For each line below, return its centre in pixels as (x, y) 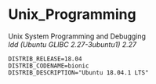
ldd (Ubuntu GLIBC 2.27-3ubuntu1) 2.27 (73, 44)
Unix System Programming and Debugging (77, 36)
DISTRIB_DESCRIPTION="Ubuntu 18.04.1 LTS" (78, 72)
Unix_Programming (72, 15)
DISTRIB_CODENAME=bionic (49, 66)
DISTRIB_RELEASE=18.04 (45, 59)
